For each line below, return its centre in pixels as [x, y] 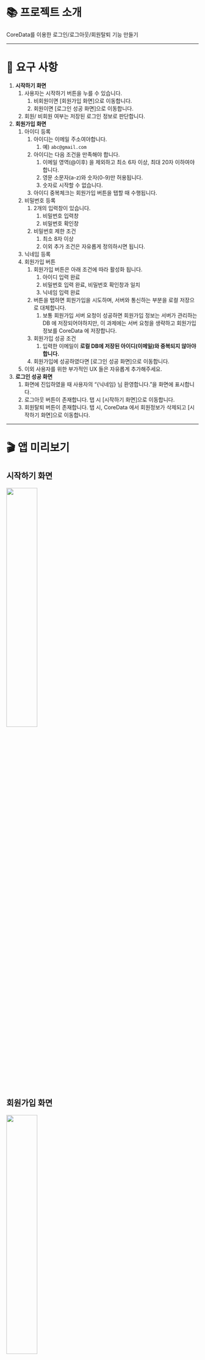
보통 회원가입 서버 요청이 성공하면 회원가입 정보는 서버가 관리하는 [120, 315]
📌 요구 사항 [32, 67]
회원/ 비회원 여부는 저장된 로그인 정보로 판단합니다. [85, 116]
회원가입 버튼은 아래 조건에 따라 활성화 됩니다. [88, 269]
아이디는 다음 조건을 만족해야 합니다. [77, 154]
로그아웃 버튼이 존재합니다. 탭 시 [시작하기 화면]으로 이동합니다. [99, 400]
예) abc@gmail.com [65, 146]
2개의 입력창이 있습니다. [62, 208]
